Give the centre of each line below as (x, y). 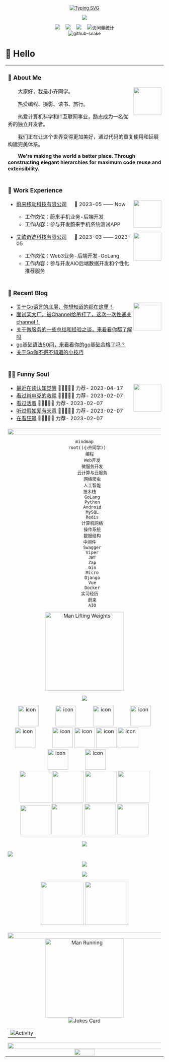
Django (93, 577)
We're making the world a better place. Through (77, 156)
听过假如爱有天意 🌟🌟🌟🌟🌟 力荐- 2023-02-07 (70, 411)
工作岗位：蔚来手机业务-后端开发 (64, 217)
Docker (93, 587)
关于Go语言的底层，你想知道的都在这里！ (65, 307)
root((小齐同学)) (87, 447)
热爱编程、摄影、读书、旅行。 (53, 104)
